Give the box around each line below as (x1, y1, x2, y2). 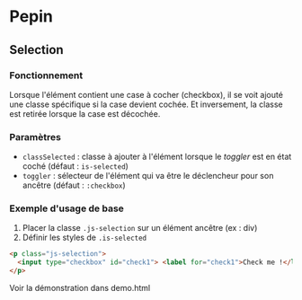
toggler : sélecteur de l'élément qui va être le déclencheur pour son (22, 171, 274, 181)
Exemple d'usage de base (9, 202, 124, 215)
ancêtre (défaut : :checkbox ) (22, 180, 126, 190)
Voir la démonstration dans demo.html (9, 283, 151, 294)
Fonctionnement (9, 69, 84, 82)
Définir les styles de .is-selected (22, 232, 147, 243)
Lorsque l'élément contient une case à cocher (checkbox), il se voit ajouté (9, 89, 283, 100)
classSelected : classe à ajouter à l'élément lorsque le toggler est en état (22, 151, 292, 163)
